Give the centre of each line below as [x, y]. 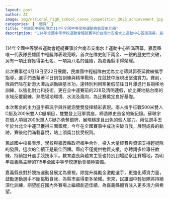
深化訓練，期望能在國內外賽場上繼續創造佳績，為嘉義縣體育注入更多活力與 [82, 185]
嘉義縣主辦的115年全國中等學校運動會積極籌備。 [59, 162]
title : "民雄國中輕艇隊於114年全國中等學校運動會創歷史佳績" [62, 29]
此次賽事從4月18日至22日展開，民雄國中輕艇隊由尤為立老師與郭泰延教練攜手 [84, 71]
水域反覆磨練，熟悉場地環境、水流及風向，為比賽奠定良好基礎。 [71, 96]
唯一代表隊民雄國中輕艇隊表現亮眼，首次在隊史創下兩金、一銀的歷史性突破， [84, 54]
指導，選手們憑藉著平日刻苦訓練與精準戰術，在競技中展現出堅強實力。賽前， [84, 78]
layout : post [19, 10]
